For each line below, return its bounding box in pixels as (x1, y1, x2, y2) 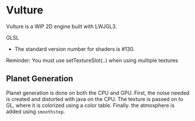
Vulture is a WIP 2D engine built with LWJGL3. (6, 23, 117, 30)
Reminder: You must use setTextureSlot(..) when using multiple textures (6, 57, 178, 64)
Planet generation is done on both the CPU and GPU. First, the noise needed (6, 89, 190, 96)
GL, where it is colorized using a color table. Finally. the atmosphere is (6, 102, 175, 109)
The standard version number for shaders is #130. (14, 45, 135, 53)
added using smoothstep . (6, 108, 65, 115)
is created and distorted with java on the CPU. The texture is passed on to (6, 95, 184, 102)
